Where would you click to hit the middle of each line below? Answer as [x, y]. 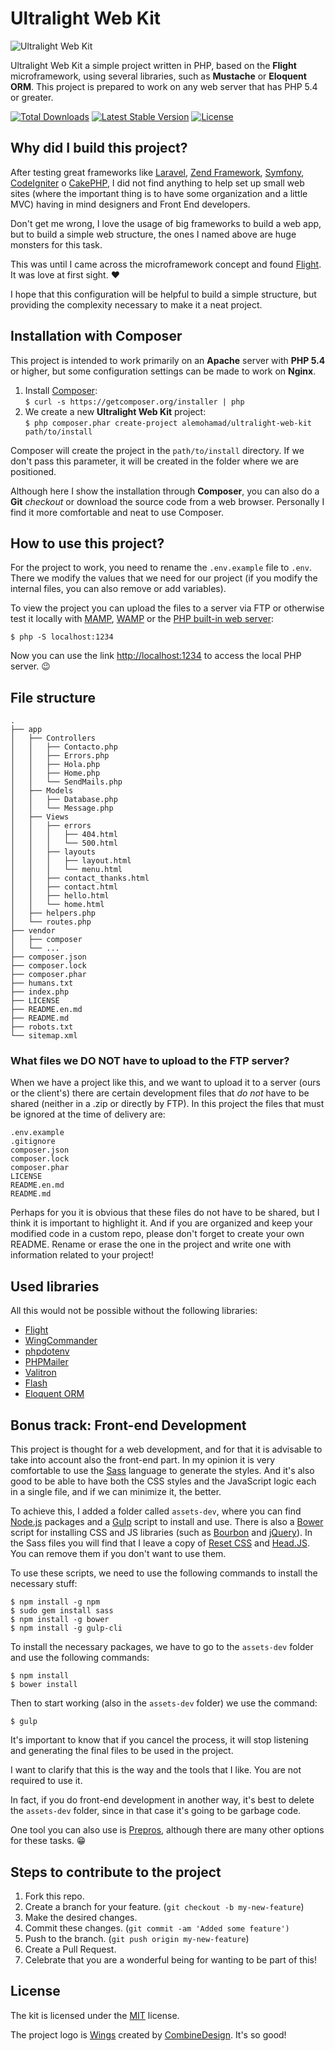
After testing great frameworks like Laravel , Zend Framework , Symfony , [157, 172]
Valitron [40, 1373]
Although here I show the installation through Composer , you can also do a [165, 491]
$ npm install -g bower [60, 1620]
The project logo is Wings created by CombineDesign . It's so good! [148, 2034]
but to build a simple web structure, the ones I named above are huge [153, 234]
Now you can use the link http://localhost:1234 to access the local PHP [156, 656]
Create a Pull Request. [70, 1949]
